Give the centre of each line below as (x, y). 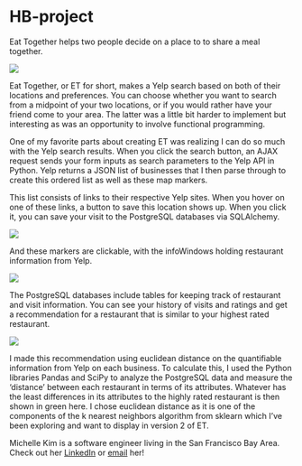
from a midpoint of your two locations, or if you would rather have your (141, 105)
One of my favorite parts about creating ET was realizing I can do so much (147, 141)
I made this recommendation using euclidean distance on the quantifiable (146, 358)
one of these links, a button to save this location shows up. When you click (148, 207)
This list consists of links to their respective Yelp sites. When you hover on (147, 197)
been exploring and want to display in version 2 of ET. (109, 425)
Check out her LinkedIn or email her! (77, 452)
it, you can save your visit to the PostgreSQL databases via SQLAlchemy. (145, 216)
